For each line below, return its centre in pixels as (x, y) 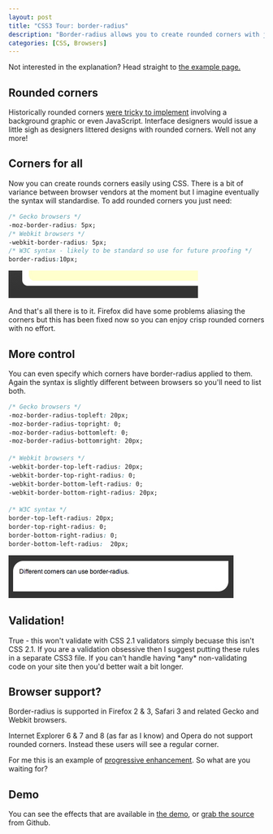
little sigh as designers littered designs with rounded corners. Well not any (132, 129)
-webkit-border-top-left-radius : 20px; (76, 467)
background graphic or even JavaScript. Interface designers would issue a (133, 121)
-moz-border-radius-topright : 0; (65, 424)
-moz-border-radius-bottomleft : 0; (69, 432)
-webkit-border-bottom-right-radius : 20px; (83, 492)
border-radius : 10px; (43, 260)
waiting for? (28, 769)
